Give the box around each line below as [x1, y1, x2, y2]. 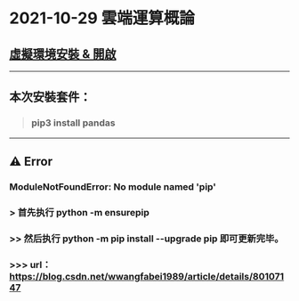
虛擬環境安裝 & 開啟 [9, 46, 117, 61]
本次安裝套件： [9, 90, 92, 105]
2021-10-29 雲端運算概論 [9, 8, 196, 28]
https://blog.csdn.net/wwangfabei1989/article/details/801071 [9, 270, 285, 282]
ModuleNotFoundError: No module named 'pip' [9, 181, 216, 192]
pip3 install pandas [30, 117, 116, 129]
